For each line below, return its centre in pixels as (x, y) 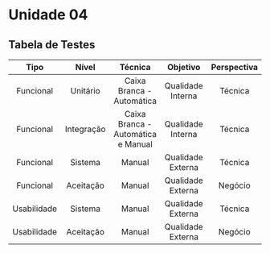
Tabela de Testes (52, 45)
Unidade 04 (48, 15)
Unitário (85, 91)
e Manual (135, 144)
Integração (85, 129)
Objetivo (184, 67)
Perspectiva (235, 67)
